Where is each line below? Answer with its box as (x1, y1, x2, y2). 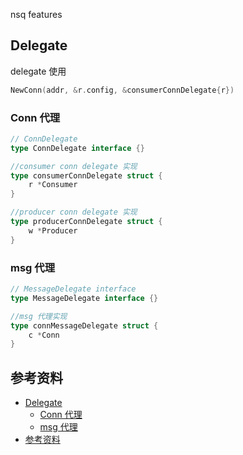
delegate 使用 (10, 65, 67, 77)
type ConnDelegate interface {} (10, 143, 145, 153)
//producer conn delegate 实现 (10, 207, 138, 218)
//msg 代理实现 (10, 311, 68, 321)
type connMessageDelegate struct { (10, 320, 159, 331)
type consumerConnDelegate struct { (10, 170, 163, 181)
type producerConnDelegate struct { (10, 217, 163, 227)
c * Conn (28, 330, 60, 340)
